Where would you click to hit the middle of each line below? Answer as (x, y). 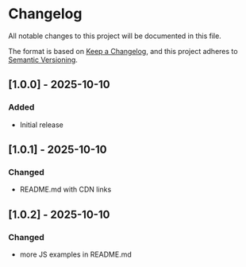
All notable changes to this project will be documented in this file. (115, 36)
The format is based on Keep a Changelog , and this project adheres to (123, 51)
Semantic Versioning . (43, 60)
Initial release (41, 125)
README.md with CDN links (65, 190)
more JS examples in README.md (76, 254)
